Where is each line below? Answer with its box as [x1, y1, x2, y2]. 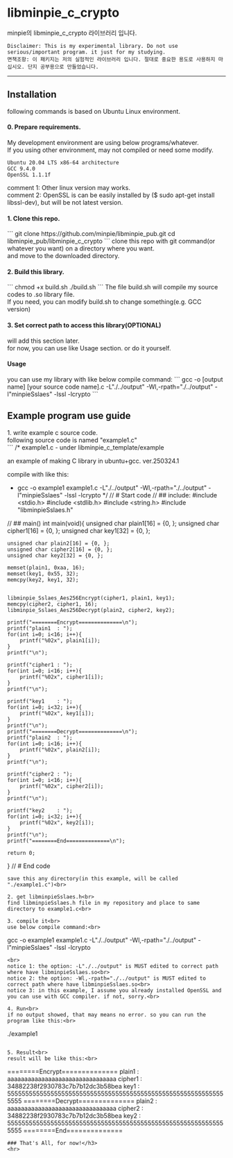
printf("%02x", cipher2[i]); [19, 783, 104, 790]
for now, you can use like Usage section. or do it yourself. [7, 343, 171, 352]
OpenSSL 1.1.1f [7, 171, 51, 178]
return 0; [7, 849, 36, 856]
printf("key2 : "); [7, 807, 73, 814]
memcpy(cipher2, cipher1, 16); [7, 600, 98, 608]
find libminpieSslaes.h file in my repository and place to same [7, 899, 200, 906]
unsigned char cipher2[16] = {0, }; [7, 546, 113, 553]
